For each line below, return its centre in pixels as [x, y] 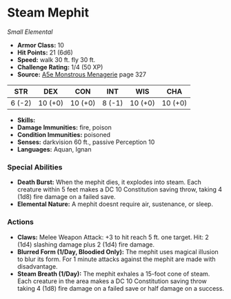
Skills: [26, 120]
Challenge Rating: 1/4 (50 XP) [60, 67]
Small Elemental [30, 32]
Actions [21, 222]
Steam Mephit [48, 13]
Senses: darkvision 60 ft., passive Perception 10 [86, 142]
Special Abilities [35, 167]
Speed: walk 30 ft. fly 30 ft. [56, 59]
